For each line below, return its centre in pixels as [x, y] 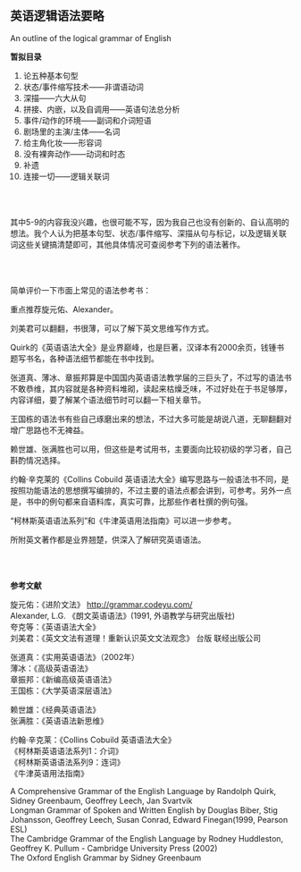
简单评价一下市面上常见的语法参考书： [80, 290]
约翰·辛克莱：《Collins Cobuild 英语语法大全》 [93, 740]
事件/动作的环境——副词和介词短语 [87, 120]
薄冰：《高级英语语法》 [51, 668]
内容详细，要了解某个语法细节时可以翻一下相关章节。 [108, 400]
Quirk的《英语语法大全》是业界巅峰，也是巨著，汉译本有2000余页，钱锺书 [147, 347]
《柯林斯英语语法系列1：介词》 [67, 750]
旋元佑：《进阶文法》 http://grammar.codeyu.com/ [101, 604]
